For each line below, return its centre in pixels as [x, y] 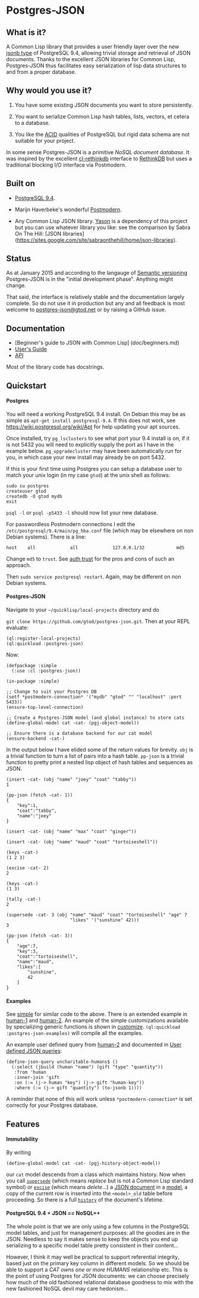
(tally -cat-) [24, 899]
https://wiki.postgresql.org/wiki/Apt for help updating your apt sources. [93, 427]
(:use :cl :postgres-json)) [46, 671]
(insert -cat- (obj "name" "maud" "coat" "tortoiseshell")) [82, 842]
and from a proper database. [41, 72]
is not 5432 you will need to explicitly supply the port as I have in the [90, 445]
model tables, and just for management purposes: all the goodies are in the [98, 1233]
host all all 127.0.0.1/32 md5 [95, 548]
